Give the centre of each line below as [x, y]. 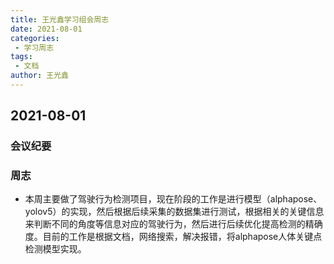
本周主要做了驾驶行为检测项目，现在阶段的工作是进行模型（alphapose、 [173, 199]
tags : [21, 57]
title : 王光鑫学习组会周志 [60, 19]
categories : [35, 38]
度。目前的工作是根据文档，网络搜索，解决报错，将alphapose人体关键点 [173, 237]
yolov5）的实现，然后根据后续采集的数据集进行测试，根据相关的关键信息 [174, 212]
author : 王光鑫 [39, 76]
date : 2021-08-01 [46, 29]
